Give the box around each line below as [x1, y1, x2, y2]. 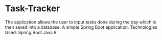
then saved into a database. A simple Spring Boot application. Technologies [5, 24, 158, 30]
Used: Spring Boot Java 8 [5, 29, 57, 35]
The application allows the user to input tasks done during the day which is [5, 19, 156, 25]
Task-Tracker [5, 3, 60, 14]
